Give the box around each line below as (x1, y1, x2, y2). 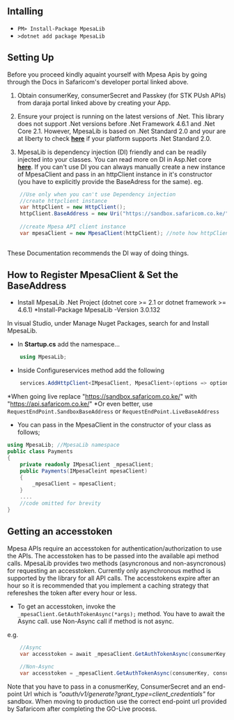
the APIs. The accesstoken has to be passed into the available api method (7, 551, 219, 560)
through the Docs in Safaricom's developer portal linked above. (7, 77, 189, 86)
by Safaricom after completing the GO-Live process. (7, 705, 157, 713)
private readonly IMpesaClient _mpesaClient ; (19, 461, 155, 468)
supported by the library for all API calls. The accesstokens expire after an (7, 574, 220, 582)
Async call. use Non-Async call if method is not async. (17, 617, 174, 625)
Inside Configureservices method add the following (17, 366, 165, 375)
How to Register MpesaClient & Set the (7, 269, 179, 281)
